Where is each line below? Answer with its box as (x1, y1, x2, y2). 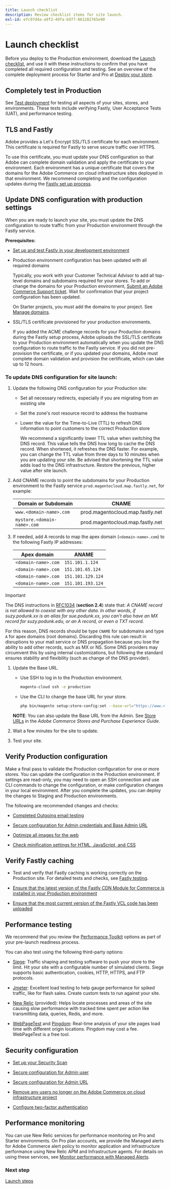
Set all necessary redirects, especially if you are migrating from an (20, 395, 158, 401)
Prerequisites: (5, 237, 36, 243)
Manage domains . (12, 309, 51, 315)
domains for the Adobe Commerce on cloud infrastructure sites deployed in (5, 170, 163, 176)
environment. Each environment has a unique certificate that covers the (5, 164, 154, 170)
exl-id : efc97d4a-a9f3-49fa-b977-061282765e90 (5, 17, 105, 22)
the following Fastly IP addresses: (12, 539, 83, 545)
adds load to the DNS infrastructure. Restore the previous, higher (20, 462, 156, 468)
